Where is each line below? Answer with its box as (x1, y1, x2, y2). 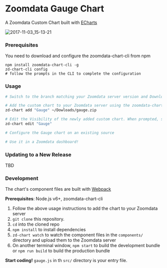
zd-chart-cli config (5, 67, 48, 72)
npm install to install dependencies (12, 227, 86, 233)
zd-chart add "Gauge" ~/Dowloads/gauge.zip (5, 108, 97, 113)
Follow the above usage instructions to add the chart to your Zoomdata (12, 205, 158, 212)
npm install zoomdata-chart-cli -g (5, 63, 79, 68)
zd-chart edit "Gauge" (5, 122, 52, 127)
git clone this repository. (12, 216, 65, 222)
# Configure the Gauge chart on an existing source (5, 130, 114, 135)
